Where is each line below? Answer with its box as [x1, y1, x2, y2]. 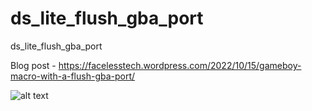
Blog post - [10, 59, 57, 71]
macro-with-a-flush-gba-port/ [10, 70, 136, 82]
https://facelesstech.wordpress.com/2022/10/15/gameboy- [58, 59, 302, 71]
